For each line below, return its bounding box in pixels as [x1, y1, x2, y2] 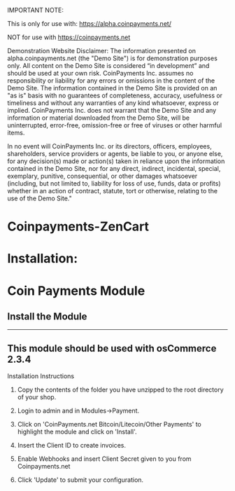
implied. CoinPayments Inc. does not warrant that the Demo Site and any [7, 106, 217, 114]
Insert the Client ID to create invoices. [17, 441, 127, 450]
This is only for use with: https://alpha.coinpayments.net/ [7, 20, 171, 27]
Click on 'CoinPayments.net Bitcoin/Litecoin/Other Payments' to [17, 420, 201, 429]
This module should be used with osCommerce [7, 343, 217, 354]
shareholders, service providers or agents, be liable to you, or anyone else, [7, 150, 223, 158]
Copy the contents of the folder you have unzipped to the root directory [17, 385, 224, 394]
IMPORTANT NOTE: [7, 6, 64, 14]
